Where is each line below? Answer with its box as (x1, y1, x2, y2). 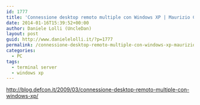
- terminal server (11, 64, 58, 70)
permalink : (6, 42, 33, 48)
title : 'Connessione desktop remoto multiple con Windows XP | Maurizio (6, 14, 190, 20)
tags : (6, 58, 20, 64)
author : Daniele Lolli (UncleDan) (6, 25, 92, 32)
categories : (6, 48, 36, 54)
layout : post (6, 31, 39, 37)
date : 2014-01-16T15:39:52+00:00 (6, 20, 89, 26)
